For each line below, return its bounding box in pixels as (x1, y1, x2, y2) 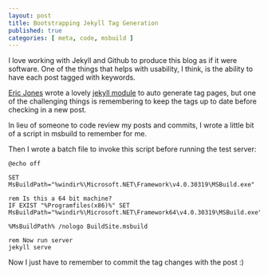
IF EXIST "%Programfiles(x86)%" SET (8, 202, 130, 210)
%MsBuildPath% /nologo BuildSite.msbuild (8, 222, 148, 231)
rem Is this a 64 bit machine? (8, 194, 112, 203)
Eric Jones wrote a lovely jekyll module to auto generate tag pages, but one (8, 88, 257, 98)
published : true (8, 26, 62, 34)
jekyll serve (8, 244, 52, 252)
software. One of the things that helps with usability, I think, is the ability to (8, 65, 254, 74)
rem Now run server (8, 237, 73, 245)
